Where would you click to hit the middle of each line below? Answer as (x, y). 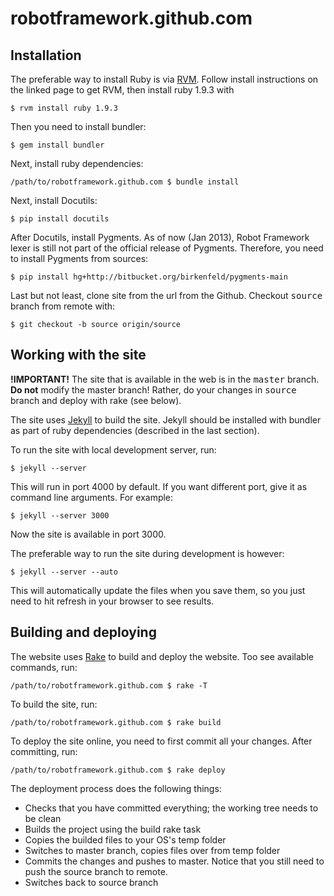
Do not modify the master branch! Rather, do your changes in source (153, 389)
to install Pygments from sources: (79, 258)
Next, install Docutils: (54, 200)
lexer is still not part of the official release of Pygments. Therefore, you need (167, 248)
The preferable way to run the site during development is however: (147, 553)
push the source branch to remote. (96, 871)
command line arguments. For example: (92, 497)
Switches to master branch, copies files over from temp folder (152, 850)
